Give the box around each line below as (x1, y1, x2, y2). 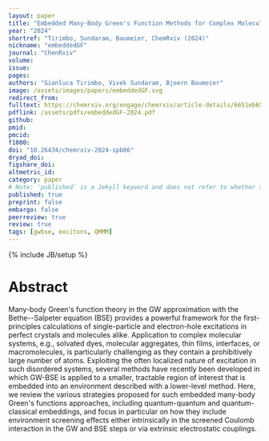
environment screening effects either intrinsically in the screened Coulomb (8, 415, 255, 425)
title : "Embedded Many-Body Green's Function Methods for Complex (8, 19, 235, 27)
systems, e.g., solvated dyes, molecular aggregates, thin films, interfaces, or (8, 338, 260, 348)
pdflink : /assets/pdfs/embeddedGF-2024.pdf (8, 109, 156, 117)
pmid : (8, 123, 26, 131)
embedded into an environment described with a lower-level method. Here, (8, 381, 256, 390)
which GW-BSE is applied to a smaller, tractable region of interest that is (8, 372, 246, 382)
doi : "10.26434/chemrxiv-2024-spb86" (8, 146, 134, 154)
